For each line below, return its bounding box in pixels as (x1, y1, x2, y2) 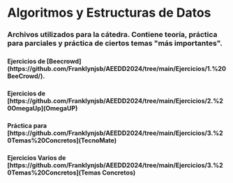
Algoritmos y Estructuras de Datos (7, 5, 211, 21)
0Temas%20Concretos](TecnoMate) (7, 136, 117, 144)
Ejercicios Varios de (7, 153, 66, 161)
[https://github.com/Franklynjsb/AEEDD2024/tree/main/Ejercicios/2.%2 (7, 96, 223, 105)
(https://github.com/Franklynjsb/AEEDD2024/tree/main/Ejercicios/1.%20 (7, 65, 227, 73)
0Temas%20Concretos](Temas (7, 168, 101, 177)
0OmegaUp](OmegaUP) (7, 104, 78, 112)
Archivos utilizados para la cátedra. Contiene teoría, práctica (7, 30, 218, 40)
